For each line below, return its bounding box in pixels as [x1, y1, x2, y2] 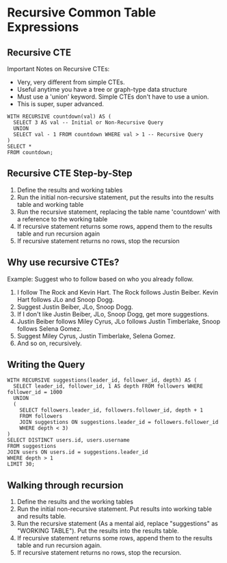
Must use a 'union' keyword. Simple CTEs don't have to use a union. [16, 92, 209, 101]
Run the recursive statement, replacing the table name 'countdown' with [16, 208, 221, 216]
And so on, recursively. [16, 339, 82, 347]
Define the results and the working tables [16, 498, 133, 506]
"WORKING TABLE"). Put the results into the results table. [16, 527, 179, 535]
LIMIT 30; [7, 461, 36, 468]
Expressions [7, 19, 79, 35]
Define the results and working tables [16, 186, 123, 194]
